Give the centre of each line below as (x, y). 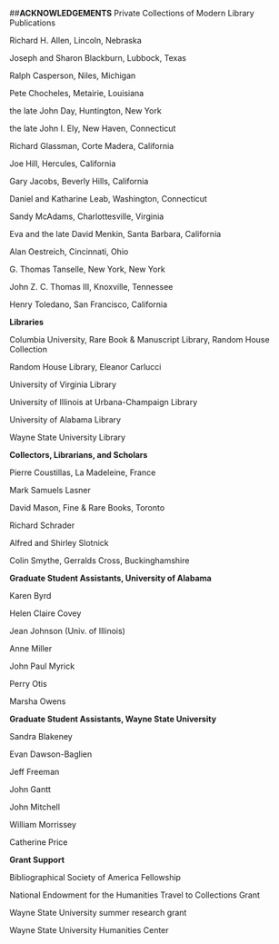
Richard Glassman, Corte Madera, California (92, 146)
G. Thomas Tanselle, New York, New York (87, 269)
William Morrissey (43, 825)
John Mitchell (35, 807)
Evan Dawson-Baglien (51, 754)
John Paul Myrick (42, 666)
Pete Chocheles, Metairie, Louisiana (77, 93)
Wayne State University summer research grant (98, 913)
